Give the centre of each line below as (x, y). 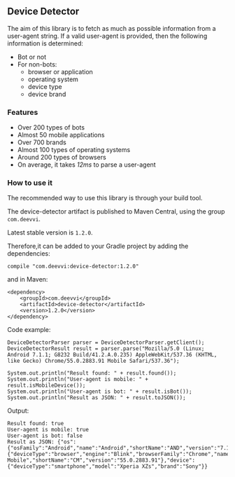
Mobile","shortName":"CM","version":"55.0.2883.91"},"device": (101, 461)
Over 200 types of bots (51, 127)
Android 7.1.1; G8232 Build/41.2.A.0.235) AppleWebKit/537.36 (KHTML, (112, 355)
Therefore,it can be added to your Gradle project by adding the (98, 246)
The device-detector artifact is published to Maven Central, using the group (116, 212)
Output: (18, 411)
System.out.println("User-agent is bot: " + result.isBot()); (100, 392)
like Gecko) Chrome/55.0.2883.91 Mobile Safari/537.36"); (93, 361)
